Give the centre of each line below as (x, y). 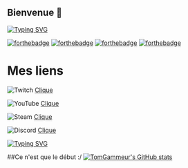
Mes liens (36, 71)
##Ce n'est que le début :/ (45, 157)
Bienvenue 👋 (35, 13)
